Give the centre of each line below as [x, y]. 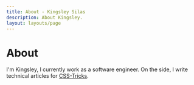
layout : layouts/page [34, 23]
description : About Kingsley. [45, 17]
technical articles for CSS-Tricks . [48, 76]
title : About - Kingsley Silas [46, 12]
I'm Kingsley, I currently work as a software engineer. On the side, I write [97, 69]
